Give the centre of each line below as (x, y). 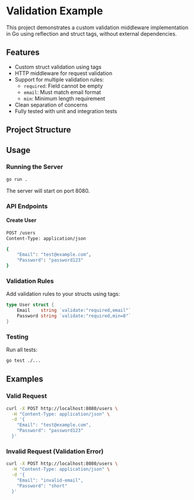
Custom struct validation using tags (58, 67)
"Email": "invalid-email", (50, 480)
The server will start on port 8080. (48, 190)
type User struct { (30, 305)
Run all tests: (22, 350)
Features (23, 53)
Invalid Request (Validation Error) (55, 451)
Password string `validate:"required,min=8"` (74, 316)
